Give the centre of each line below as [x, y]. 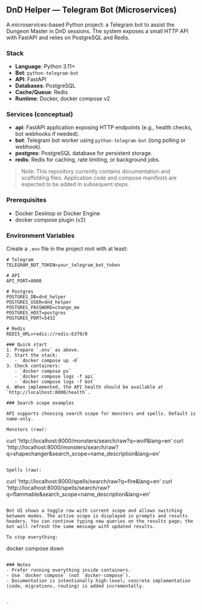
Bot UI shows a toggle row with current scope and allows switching [94, 511]
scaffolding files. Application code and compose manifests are [99, 178]
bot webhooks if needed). [47, 134]
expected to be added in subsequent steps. [75, 184]
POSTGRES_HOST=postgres [36, 313]
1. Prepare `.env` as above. [43, 350]
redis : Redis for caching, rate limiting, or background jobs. [87, 159]
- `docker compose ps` [43, 371]
